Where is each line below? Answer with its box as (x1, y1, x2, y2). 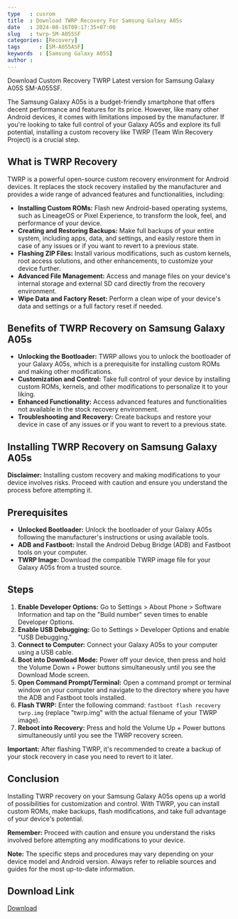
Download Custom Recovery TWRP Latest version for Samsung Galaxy (7, 76, 215, 85)
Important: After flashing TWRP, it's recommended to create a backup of (7, 744, 222, 753)
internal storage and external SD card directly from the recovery (17, 279, 205, 288)
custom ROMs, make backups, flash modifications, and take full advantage (7, 807, 227, 815)
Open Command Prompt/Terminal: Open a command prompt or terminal (17, 678, 232, 687)
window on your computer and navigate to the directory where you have (17, 685, 229, 694)
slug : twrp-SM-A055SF (7, 30, 81, 38)
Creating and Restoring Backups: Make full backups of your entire (17, 226, 215, 235)
